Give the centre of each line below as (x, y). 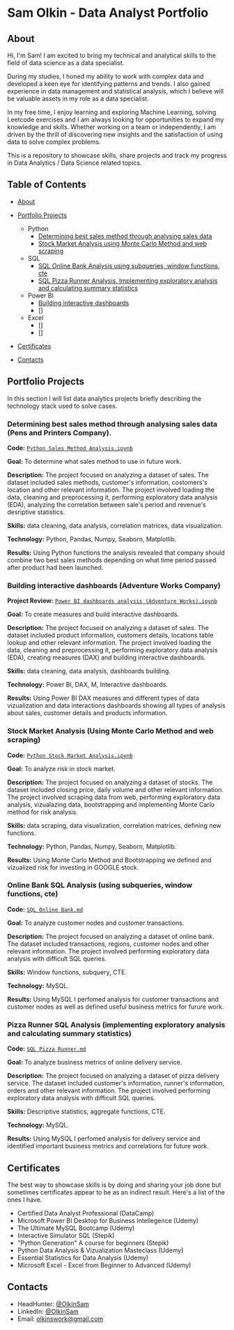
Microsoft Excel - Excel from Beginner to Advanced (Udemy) (104, 1265)
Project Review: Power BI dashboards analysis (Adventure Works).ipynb (112, 601)
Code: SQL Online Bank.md (45, 909)
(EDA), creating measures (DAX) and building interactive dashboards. (107, 657)
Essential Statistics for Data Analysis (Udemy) (83, 1257)
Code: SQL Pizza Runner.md (47, 1048)
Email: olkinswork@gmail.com (60, 1319)
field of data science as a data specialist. (66, 63)
